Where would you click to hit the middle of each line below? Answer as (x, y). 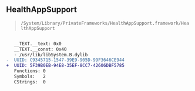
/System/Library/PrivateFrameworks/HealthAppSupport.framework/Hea (105, 23)
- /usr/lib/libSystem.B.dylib (51, 55)
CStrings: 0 (30, 82)
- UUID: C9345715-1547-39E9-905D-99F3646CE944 (65, 60)
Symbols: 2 (30, 77)
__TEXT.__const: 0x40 (40, 49)
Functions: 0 (30, 71)
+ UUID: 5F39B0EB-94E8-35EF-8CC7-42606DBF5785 (65, 66)
